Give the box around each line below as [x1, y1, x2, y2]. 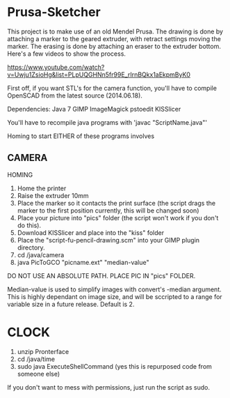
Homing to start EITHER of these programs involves [7, 132, 155, 140]
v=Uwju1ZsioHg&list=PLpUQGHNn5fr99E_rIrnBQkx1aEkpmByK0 [7, 70, 191, 79]
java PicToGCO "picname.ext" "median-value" [17, 258, 149, 266]
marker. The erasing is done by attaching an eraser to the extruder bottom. [7, 42, 221, 50]
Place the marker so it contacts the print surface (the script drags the [17, 199, 216, 207]
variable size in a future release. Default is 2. [7, 300, 135, 308]
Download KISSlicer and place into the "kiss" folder [17, 228, 165, 237]
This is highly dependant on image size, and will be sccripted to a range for [7, 292, 222, 300]
